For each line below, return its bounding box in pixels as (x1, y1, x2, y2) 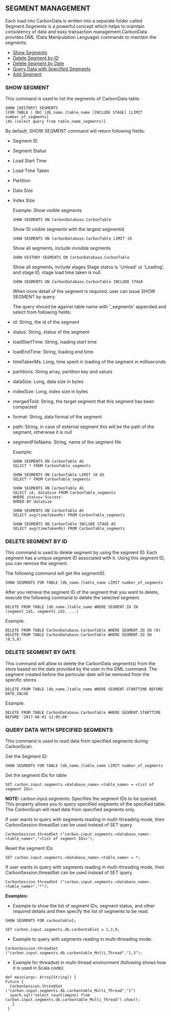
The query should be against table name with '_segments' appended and (12, 304, 166, 310)
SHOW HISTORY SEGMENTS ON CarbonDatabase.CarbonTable (12, 255, 130, 260)
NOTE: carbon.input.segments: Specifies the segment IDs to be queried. (5, 796, 158, 801)
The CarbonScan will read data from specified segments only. (5, 807, 136, 812)
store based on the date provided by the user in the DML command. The (5, 666, 157, 672)
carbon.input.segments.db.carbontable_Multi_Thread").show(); (5, 997, 140, 1002)
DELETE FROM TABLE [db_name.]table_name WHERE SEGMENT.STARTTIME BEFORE (5, 686, 163, 692)
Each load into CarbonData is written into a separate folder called (5, 17, 142, 24)
